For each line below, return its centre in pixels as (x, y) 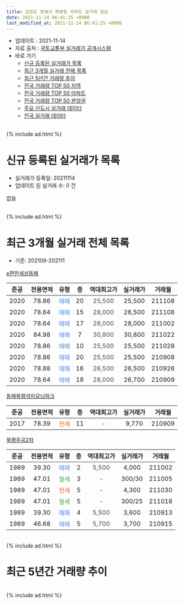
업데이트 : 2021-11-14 (40, 41)
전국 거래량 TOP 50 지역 (52, 86)
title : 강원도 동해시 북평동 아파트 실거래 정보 (57, 12)
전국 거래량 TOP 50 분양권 (55, 101)
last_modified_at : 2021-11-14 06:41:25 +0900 (64, 23)
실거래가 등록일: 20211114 (45, 178)
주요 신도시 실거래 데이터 (53, 108)
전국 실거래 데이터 (45, 116)
